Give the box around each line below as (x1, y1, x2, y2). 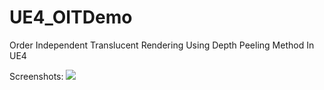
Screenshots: (9, 70, 64, 82)
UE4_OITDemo (9, 6, 133, 29)
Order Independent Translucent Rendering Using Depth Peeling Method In (9, 39, 315, 51)
